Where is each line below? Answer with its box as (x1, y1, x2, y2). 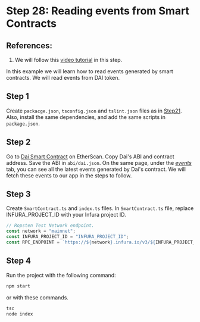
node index (6, 311, 33, 317)
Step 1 (6, 91, 30, 102)
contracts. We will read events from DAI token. (6, 74, 120, 81)
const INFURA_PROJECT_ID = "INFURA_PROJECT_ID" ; (6, 234, 129, 240)
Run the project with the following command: (6, 271, 116, 279)
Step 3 (6, 189, 31, 199)
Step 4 (6, 256, 32, 266)
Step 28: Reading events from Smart (6, 4, 189, 18)
